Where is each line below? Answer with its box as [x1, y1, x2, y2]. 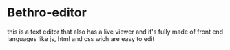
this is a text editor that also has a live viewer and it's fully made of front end [7, 27, 224, 36]
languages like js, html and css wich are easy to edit [7, 34, 155, 42]
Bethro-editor [7, 5, 87, 21]
